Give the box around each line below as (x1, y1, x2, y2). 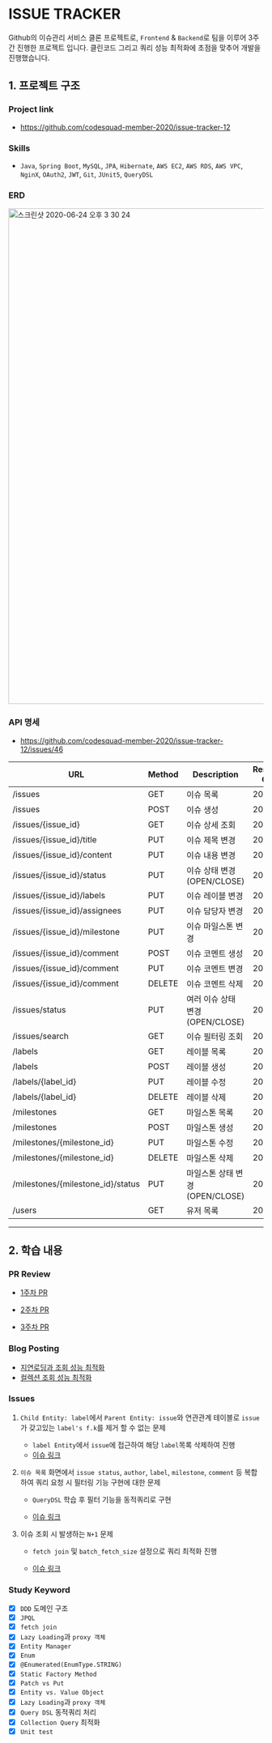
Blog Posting (8, 1343, 60, 1354)
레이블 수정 (185, 1076, 227, 1088)
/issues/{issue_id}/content (12, 849, 113, 860)
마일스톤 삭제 (185, 1152, 234, 1163)
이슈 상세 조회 (185, 819, 236, 830)
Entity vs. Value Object (19, 1688, 104, 1697)
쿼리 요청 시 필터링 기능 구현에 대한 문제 (35, 1477, 161, 1487)
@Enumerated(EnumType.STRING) (19, 1661, 123, 1669)
